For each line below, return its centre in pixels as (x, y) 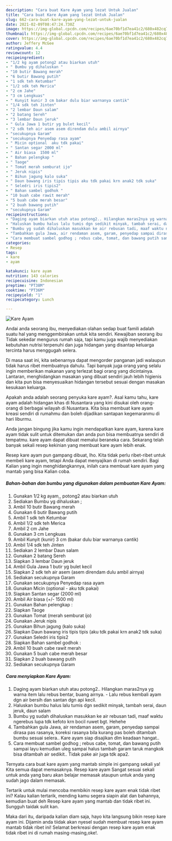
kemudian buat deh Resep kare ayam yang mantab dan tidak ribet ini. (79, 801)
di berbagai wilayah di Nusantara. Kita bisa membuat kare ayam (86, 408)
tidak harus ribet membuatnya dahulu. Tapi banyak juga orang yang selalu (83, 366)
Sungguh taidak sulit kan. (32, 807)
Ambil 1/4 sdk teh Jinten (39, 545)
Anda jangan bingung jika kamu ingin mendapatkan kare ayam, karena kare (85, 429)
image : (13, 29)
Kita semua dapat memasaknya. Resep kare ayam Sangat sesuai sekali (80, 769)
